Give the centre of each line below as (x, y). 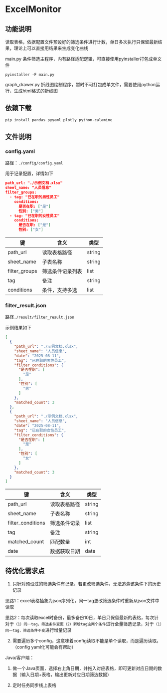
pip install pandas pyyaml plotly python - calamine (59, 120)
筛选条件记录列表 (62, 271)
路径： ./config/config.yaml (34, 163)
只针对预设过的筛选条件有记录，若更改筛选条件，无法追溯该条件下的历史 (86, 584)
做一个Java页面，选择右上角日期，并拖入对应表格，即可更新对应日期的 (85, 668)
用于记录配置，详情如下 (29, 173)
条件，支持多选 (60, 290)
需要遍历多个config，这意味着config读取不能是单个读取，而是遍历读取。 (86, 641)
